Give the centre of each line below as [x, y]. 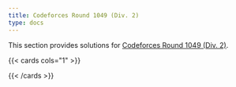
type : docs [26, 23]
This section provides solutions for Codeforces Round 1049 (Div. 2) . [118, 45]
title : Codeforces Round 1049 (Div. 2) [74, 15]
